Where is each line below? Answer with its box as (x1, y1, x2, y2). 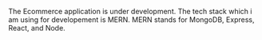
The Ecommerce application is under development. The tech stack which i (8, 7, 252, 16)
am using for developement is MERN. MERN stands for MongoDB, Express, (8, 15, 255, 24)
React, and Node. (8, 24, 65, 32)
